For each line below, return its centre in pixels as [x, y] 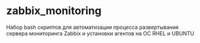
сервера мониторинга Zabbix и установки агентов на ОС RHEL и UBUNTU [100, 33]
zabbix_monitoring [54, 11]
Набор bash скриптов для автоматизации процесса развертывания [93, 27]
